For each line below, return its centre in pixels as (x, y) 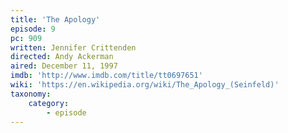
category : (49, 103)
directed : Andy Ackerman (62, 57)
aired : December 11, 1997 (64, 66)
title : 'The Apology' (55, 19)
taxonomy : (31, 94)
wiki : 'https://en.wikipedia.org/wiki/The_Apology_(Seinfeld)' (145, 85)
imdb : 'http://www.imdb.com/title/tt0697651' (106, 76)
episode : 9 (33, 29)
